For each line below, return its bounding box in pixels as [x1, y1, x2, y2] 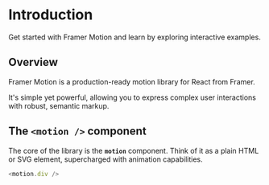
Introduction [8, 6, 93, 24]
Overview [8, 55, 59, 69]
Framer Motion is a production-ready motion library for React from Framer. [8, 76, 255, 86]
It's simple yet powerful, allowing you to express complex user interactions [8, 92, 256, 102]
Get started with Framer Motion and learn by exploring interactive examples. [8, 32, 262, 42]
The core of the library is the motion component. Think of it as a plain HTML [8, 146, 259, 155]
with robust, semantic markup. [8, 101, 110, 110]
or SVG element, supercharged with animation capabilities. [8, 154, 203, 164]
